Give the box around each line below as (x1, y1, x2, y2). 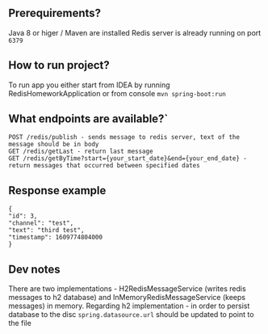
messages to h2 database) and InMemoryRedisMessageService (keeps (8, 293, 246, 302)
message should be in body (8, 141, 99, 149)
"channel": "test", (8, 219, 74, 227)
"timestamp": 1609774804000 (8, 234, 103, 242)
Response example (8, 184, 107, 197)
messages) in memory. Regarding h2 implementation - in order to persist (8, 301, 250, 311)
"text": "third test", (8, 226, 85, 235)
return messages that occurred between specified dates (8, 162, 200, 170)
